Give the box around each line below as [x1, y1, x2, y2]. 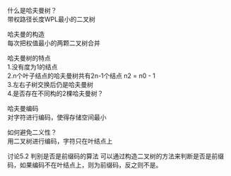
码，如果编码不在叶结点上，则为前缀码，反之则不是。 [7, 161, 162, 169]
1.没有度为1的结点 [7, 63, 58, 71]
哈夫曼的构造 [7, 30, 45, 38]
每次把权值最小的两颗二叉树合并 [7, 39, 100, 47]
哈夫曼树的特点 [7, 54, 51, 62]
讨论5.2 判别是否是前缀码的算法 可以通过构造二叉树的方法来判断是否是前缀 [7, 152, 225, 160]
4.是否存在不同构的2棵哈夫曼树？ [7, 89, 104, 98]
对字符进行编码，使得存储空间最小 [7, 113, 107, 122]
